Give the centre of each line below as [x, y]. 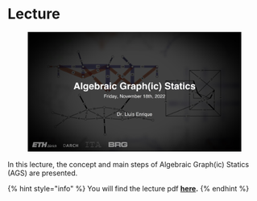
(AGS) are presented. [43, 173]
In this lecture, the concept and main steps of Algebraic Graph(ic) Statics [128, 165]
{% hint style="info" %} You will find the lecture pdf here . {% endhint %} [128, 189]
